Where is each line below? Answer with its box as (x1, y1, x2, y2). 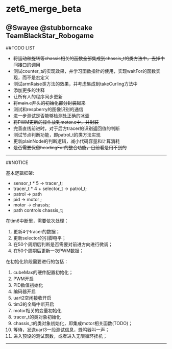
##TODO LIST (6, 45, 35, 51)
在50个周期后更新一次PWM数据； (13, 248, 84, 254)
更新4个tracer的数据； (13, 229, 60, 234)
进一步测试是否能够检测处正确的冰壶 (13, 113, 90, 119)
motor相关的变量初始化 (13, 308, 62, 313)
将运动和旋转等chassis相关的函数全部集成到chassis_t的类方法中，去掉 (13, 56, 161, 61)
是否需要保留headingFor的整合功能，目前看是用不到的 (13, 145, 127, 150)
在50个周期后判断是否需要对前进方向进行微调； (13, 241, 113, 247)
